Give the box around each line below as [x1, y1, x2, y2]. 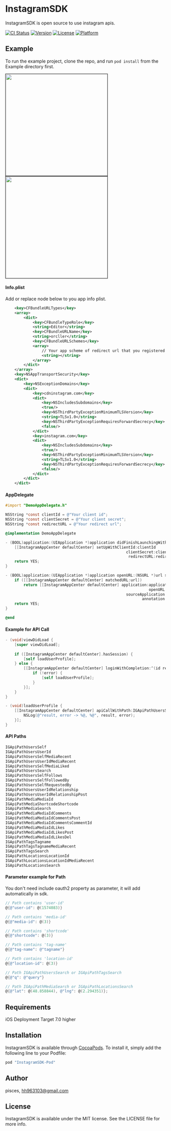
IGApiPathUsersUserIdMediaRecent [5, 759, 76, 764]
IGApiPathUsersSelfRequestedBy [5, 782, 72, 788]
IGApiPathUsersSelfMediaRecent [5, 754, 72, 759]
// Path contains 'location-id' [5, 956, 74, 962]
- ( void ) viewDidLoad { [5, 637, 53, 643]
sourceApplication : [126, 591, 167, 597]
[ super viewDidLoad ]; [14, 642, 60, 647]
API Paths [5, 733, 26, 740]
